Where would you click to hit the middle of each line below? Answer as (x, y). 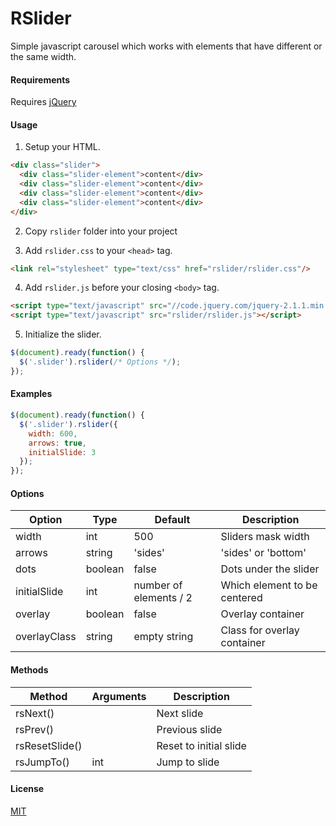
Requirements (40, 79)
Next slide (180, 713)
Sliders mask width (265, 537)
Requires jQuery (43, 102)
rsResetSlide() (49, 745)
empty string (163, 637)
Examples (31, 394)
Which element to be (269, 585)
